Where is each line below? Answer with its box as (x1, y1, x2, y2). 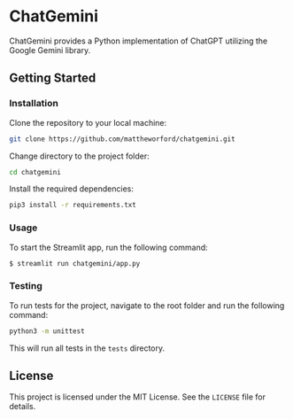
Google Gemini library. (9, 44, 91, 55)
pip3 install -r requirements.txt (9, 201, 137, 210)
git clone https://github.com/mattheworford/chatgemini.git (9, 135, 236, 144)
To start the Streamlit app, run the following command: (9, 242, 208, 252)
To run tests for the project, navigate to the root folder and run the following (9, 299, 285, 311)
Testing (9, 280, 42, 292)
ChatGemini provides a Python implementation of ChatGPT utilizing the (9, 35, 268, 46)
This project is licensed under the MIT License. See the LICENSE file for (9, 392, 266, 402)
